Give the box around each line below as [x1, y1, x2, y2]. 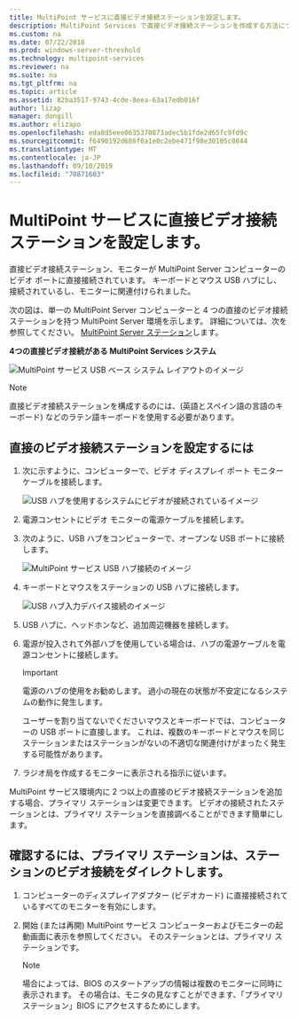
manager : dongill [9, 112, 74, 121]
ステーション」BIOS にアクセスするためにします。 [21, 999, 205, 1011]
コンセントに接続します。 [29, 649, 123, 660]
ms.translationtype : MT [9, 145, 98, 153]
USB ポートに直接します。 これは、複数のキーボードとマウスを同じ [39, 726, 286, 737]
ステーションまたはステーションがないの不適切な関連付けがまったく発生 [21, 738, 286, 748]
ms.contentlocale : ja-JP [9, 153, 101, 162]
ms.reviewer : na [9, 63, 69, 72]
